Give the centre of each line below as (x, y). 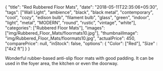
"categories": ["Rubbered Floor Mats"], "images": (55, 28)
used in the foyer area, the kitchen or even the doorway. (62, 63)
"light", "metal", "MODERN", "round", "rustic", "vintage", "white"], (71, 23)
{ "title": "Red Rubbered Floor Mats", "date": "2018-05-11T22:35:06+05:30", (81, 7)
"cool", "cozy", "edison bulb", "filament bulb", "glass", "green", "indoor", (78, 17)
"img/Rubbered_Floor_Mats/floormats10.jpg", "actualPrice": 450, (70, 38)
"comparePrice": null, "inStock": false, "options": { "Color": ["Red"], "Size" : (81, 43)
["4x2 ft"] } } (18, 49)
